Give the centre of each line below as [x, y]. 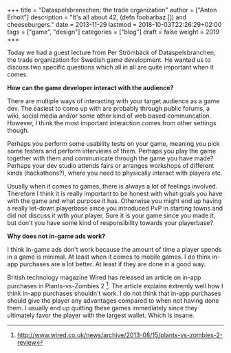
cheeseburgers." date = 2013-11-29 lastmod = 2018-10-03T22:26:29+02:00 [114, 24]
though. [18, 130]
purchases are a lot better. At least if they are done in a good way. [113, 264]
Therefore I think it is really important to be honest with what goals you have [115, 193]
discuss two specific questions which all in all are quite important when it [111, 67]
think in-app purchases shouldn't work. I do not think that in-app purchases [114, 293]
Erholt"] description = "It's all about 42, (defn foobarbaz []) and [97, 17]
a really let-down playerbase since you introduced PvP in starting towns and [115, 208]
